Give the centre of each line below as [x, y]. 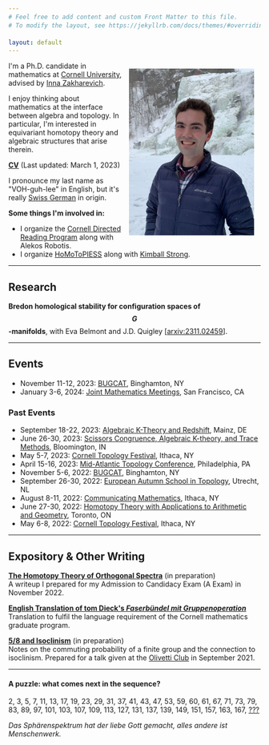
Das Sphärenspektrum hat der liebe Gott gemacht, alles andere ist [118, 726]
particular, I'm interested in [52, 124]
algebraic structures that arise [58, 141]
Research [33, 287]
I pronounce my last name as [56, 181]
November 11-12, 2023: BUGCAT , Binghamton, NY [102, 383]
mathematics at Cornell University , [65, 74]
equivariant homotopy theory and [63, 133]
